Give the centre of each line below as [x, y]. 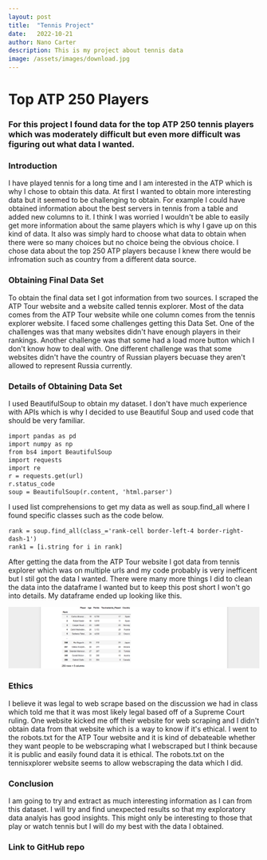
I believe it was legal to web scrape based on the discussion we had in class [133, 703]
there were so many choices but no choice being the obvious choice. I [124, 243]
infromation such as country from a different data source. [102, 260]
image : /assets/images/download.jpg [69, 59]
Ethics [21, 686]
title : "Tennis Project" [51, 25]
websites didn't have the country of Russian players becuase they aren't [127, 357]
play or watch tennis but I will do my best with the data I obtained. [116, 826]
